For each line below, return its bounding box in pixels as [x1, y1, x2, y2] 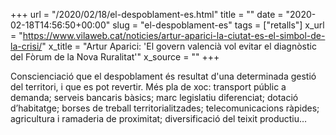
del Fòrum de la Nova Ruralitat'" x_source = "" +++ [10, 51, 220, 63]
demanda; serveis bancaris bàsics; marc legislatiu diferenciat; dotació [10, 92, 299, 103]
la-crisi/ [10, 40, 43, 52]
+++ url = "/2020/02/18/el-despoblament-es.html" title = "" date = [10, 9, 284, 20]
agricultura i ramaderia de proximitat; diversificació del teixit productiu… [10, 113, 308, 124]
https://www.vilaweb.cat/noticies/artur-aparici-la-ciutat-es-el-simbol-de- [22, 30, 326, 41]
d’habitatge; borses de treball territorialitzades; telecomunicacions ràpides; [10, 102, 320, 114]
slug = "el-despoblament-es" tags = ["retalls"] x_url [112, 19, 325, 31]
